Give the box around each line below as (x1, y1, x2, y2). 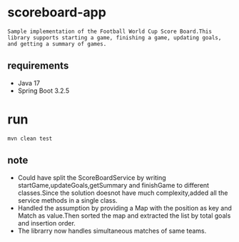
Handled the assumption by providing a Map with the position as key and (17, 203, 232, 212)
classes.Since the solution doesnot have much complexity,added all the (17, 188, 228, 197)
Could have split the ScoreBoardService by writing (17, 173, 166, 182)
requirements (7, 60, 69, 72)
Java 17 (17, 79, 41, 87)
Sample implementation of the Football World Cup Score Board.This (7, 28, 213, 35)
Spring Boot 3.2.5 (17, 86, 70, 95)
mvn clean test (7, 135, 53, 142)
